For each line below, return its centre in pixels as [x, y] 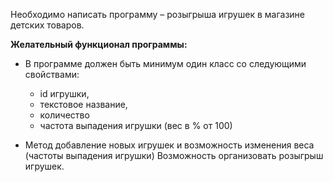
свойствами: [52, 74]
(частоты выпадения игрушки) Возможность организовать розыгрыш [174, 155]
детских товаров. [47, 25]
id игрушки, [64, 93]
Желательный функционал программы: [99, 44]
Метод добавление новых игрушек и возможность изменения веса [169, 145]
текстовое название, [83, 104]
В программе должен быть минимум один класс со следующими [165, 63]
